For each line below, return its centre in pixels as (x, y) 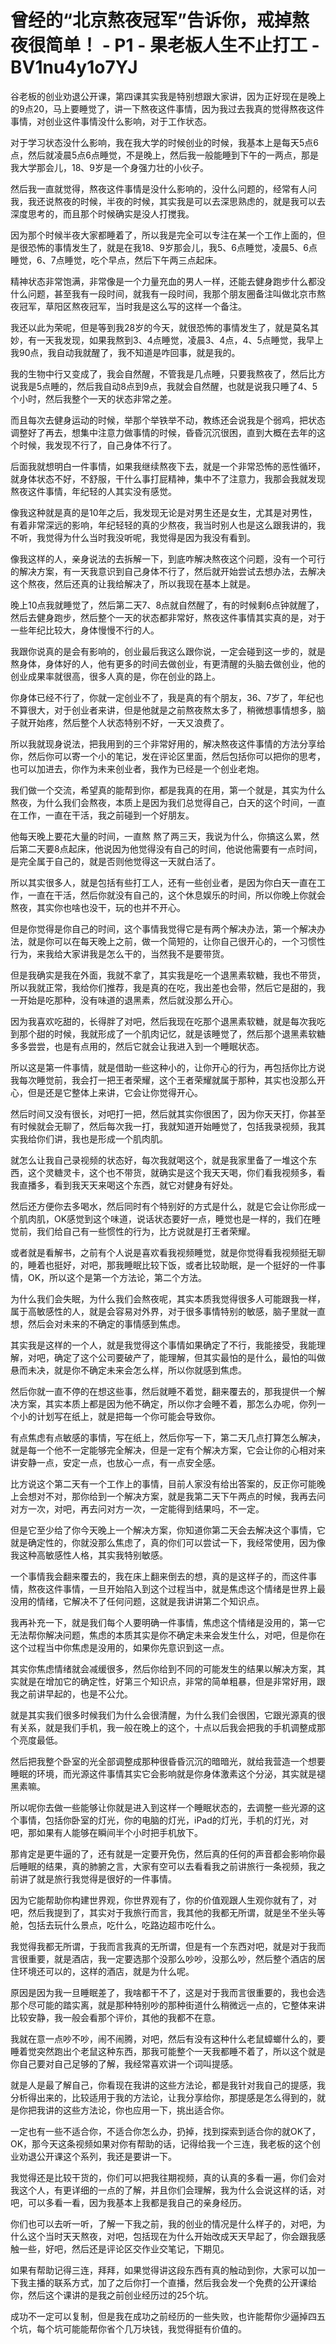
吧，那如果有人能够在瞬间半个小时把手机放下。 (106, 1832)
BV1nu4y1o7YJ (74, 67)
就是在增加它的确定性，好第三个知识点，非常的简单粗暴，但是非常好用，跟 (172, 1681)
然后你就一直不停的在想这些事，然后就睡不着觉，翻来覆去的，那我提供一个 (163, 1391)
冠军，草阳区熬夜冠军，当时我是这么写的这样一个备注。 (132, 306)
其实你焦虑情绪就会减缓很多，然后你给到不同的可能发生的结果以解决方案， (163, 1668)
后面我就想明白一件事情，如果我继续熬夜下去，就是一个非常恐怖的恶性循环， (168, 466)
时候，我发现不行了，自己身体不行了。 (97, 445)
